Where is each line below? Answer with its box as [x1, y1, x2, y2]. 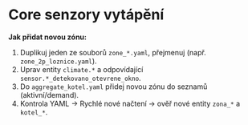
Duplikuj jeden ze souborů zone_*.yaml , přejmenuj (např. [19, 47, 206, 57]
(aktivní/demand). [19, 90, 79, 99]
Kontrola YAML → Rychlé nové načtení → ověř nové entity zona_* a [19, 99, 241, 108]
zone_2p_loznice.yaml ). [19, 56, 98, 66]
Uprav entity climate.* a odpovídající [19, 64, 144, 74]
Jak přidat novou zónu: [8, 32, 87, 42]
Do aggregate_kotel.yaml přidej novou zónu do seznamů [19, 82, 208, 91]
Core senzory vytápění [8, 6, 165, 24]
